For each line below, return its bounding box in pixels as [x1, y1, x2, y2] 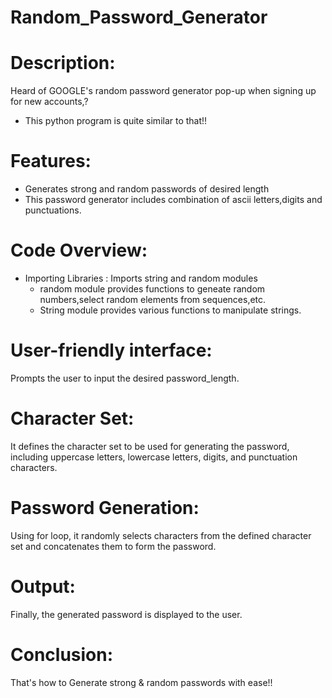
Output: [10, 576, 76, 598]
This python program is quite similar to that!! [24, 115, 208, 127]
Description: [10, 52, 116, 75]
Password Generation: [10, 497, 200, 520]
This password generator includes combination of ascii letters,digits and [24, 194, 323, 206]
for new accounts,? [10, 96, 89, 108]
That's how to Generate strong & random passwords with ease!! [10, 676, 273, 688]
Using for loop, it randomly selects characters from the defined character [10, 529, 312, 541]
